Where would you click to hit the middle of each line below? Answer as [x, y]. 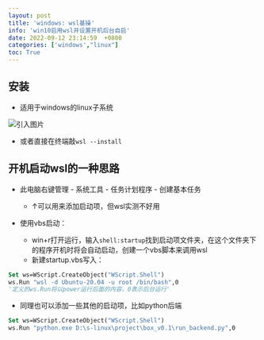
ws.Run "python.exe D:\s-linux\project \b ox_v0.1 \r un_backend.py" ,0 [122, 328]
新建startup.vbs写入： [68, 260]
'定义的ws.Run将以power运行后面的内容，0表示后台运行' [89, 290]
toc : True [25, 52]
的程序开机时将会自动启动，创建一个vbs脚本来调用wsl [119, 249]
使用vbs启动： [43, 222]
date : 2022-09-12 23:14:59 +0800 [65, 38]
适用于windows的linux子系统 [66, 107]
